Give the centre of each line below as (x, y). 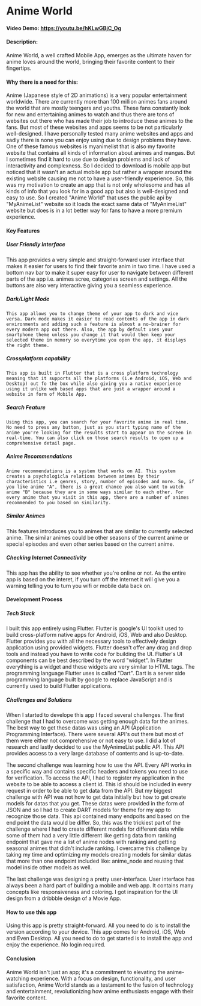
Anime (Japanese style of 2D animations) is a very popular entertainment (97, 95)
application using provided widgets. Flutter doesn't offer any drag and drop (99, 648)
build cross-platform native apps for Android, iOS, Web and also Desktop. (97, 635)
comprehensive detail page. (41, 443)
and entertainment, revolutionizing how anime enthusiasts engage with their (100, 991)
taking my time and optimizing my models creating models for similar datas (99, 855)
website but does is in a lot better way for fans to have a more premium (94, 211)
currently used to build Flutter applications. (59, 686)
